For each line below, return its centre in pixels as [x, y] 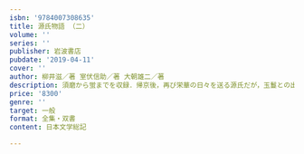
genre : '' [28, 102]
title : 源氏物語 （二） [49, 26]
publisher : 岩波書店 [45, 52]
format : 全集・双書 [43, 119]
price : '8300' [36, 93]
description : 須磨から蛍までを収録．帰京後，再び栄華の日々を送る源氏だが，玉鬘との [150, 85]
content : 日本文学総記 [48, 128]
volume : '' [30, 34]
